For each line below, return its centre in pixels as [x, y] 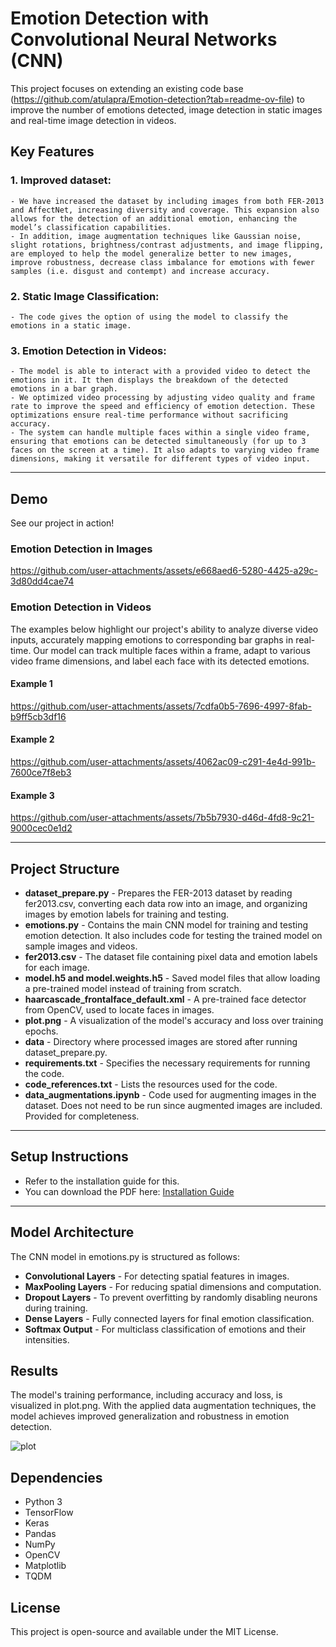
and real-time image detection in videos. [93, 120]
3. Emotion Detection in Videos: [88, 350]
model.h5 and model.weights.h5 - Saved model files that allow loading [172, 978]
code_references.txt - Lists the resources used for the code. [151, 1084]
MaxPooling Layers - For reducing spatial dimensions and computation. [173, 1286]
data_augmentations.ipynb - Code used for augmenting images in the [170, 1095]
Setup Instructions [69, 1157]
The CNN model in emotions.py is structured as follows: [125, 1256]
